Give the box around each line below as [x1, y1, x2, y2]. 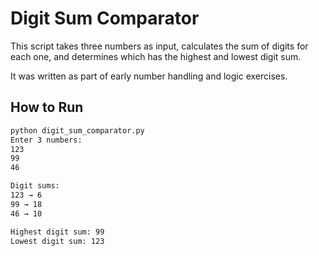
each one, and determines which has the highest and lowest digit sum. [10, 50, 302, 62]
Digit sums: [10, 181, 60, 191]
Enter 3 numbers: [10, 135, 83, 145]
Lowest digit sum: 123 [10, 236, 105, 246]
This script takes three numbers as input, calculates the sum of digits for [10, 40, 309, 52]
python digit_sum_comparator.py [10, 125, 145, 136]
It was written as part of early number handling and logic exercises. [10, 70, 288, 82]
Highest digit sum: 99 [10, 227, 105, 237]
